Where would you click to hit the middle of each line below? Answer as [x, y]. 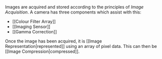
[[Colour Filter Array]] [34, 22]
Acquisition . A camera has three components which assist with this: [73, 12]
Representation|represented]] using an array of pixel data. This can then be [81, 46]
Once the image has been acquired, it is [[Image [54, 41]
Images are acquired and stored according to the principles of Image [74, 7]
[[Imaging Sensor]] [31, 27]
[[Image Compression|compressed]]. [42, 51]
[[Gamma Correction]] [35, 32]
